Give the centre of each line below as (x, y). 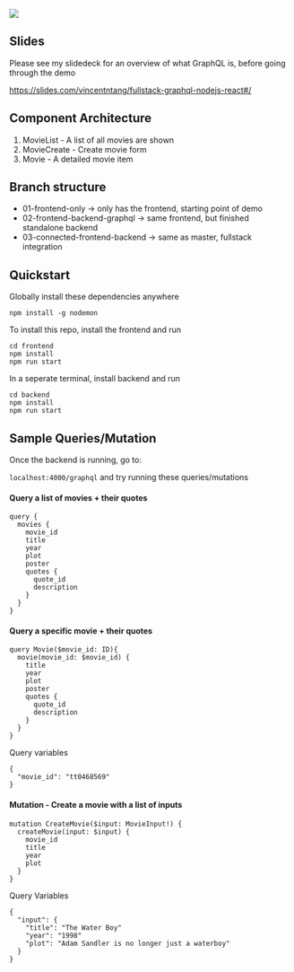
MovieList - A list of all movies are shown (98, 140)
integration (42, 247)
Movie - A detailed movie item (78, 159)
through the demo (43, 73)
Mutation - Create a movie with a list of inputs (96, 805)
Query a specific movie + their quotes (81, 630)
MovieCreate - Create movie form (84, 149)
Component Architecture (81, 118)
